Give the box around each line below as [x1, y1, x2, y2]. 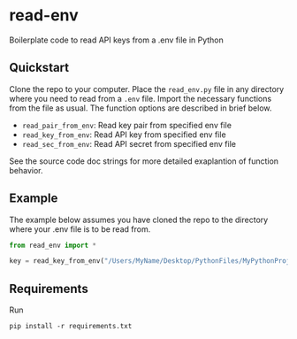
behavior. [9, 165, 43, 175]
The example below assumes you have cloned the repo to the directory [9, 214, 269, 225]
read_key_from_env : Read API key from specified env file [21, 129, 227, 140]
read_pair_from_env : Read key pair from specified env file [21, 119, 232, 130]
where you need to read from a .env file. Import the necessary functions [9, 93, 272, 104]
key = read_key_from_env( [9, 257, 104, 266]
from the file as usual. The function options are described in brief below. [9, 103, 272, 113]
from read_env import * [9, 241, 97, 250]
